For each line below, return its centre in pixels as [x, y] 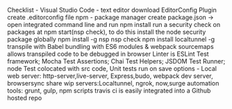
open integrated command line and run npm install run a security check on [114, 24]
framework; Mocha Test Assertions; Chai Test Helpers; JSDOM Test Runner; [116, 61]
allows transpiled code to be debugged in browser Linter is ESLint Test [108, 54]
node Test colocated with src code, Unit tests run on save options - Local [112, 69]
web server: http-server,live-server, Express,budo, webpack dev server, [110, 76]
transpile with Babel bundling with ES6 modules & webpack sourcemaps [110, 47]
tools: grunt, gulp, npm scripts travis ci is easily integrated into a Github [109, 90]
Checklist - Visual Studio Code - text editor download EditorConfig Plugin [112, 10]
